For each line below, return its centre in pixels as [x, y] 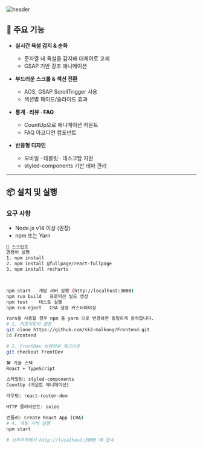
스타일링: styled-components [40, 380]
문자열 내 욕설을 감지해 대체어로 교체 [67, 58]
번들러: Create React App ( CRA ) [45, 418]
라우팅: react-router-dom [37, 396]
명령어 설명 [18, 253]
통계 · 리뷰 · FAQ [34, 112]
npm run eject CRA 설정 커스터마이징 [51, 308]
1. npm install [25, 258]
